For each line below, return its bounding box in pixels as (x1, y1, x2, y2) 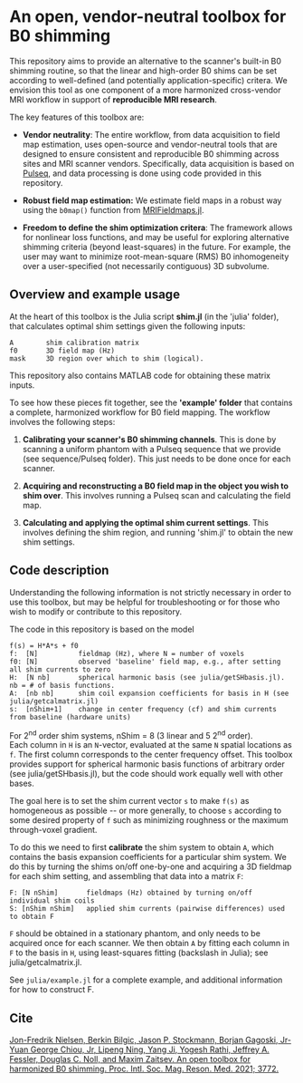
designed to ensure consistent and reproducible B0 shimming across (22, 148, 280, 160)
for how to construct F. (9, 984, 95, 995)
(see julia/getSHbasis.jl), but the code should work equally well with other (9, 769, 283, 779)
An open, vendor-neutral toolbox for (9, 6, 287, 27)
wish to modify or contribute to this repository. (9, 605, 183, 617)
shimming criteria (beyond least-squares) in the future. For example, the (22, 241, 291, 252)
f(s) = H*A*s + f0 (9, 641, 79, 650)
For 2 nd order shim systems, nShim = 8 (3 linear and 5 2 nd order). (9, 728, 253, 740)
